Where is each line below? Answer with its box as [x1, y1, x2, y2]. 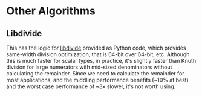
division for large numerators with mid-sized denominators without [6, 63, 172, 71]
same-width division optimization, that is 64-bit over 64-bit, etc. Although [6, 51, 190, 58]
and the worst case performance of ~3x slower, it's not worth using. [6, 83, 176, 90]
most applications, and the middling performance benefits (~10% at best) [6, 77, 189, 83]
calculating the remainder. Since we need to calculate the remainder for [6, 70, 184, 77]
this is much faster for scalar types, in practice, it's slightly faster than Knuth [6, 57, 197, 64]
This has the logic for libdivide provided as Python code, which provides [6, 44, 186, 51]
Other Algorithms [6, 4, 96, 18]
